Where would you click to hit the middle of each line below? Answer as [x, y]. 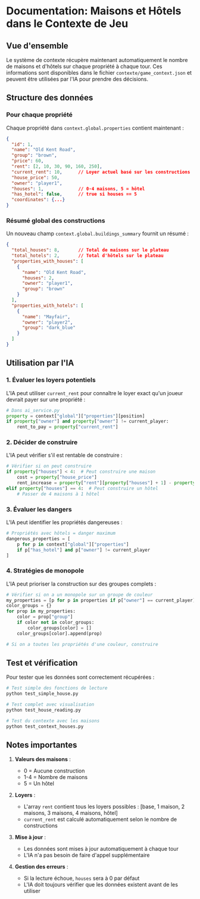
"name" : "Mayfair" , [46, 317]
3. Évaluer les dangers [39, 509]
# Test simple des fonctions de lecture [57, 688]
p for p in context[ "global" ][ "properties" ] [73, 544]
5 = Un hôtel [39, 784]
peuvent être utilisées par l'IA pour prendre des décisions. [77, 79]
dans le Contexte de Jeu [67, 24]
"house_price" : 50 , [36, 177]
